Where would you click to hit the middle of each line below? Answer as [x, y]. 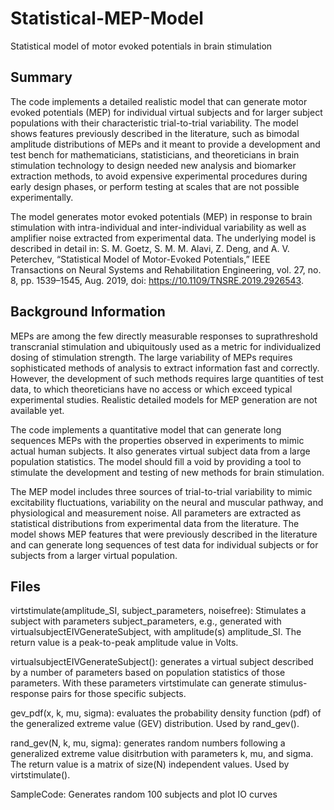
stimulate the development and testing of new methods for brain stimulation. [167, 472]
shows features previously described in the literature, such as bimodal [155, 133]
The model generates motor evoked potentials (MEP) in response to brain [161, 216]
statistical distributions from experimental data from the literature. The [155, 523]
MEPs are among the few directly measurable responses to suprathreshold [164, 336]
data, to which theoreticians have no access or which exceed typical [151, 389]
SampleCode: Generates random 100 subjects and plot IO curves [144, 794]
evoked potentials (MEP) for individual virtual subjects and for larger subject [166, 112]
